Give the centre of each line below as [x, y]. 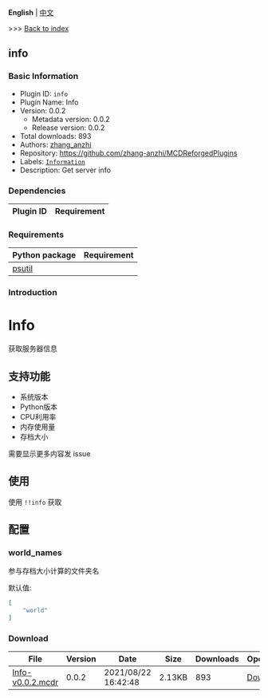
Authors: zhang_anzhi [55, 144]
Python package [44, 255]
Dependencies [37, 191]
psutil [23, 269]
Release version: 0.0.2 [68, 128]
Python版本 [39, 407]
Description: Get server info [65, 170]
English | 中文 [31, 12]
